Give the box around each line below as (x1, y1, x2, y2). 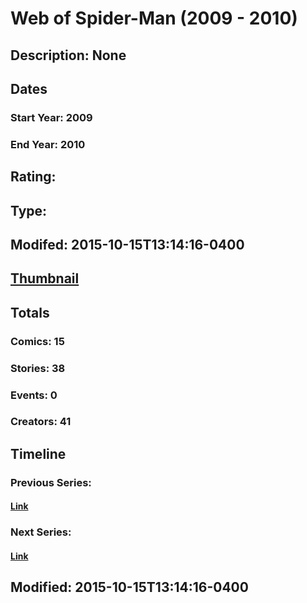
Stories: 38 (10, 361, 66, 375)
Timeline (10, 445, 67, 462)
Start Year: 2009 (10, 110, 93, 124)
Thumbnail (10, 270, 80, 287)
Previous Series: (10, 475, 92, 489)
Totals (10, 304, 50, 321)
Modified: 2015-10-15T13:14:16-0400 (10, 579, 249, 596)
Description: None (10, 47, 127, 64)
